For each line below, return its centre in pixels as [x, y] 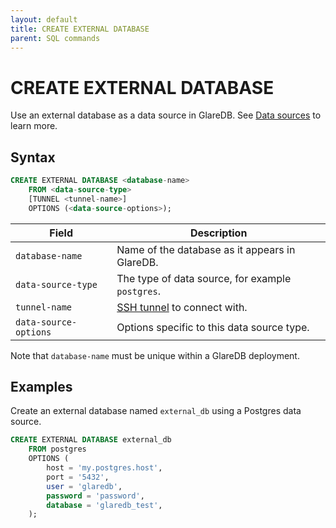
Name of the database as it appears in [206, 249]
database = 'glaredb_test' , [104, 505]
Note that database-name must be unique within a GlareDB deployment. [155, 355]
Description [218, 233]
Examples [41, 387]
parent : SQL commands [55, 38]
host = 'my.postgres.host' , [104, 468]
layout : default [44, 19]
